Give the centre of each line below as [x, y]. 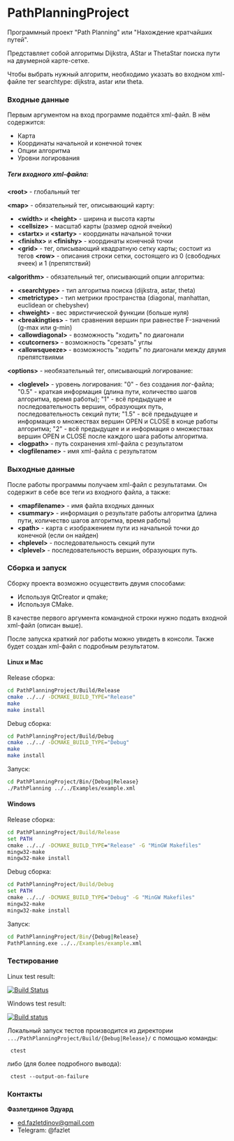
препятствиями [41, 357]
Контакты [25, 1093]
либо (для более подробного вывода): [64, 1063]
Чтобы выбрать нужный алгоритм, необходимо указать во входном [109, 74]
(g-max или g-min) [45, 328]
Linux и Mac [25, 662]
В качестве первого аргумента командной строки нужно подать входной [117, 618]
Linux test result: [31, 976]
